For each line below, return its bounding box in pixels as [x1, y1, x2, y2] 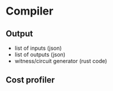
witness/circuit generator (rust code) [14, 58, 108, 64]
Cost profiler [5, 75, 55, 86]
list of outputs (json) [14, 51, 65, 58]
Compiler [5, 4, 54, 18]
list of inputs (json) [14, 44, 62, 52]
